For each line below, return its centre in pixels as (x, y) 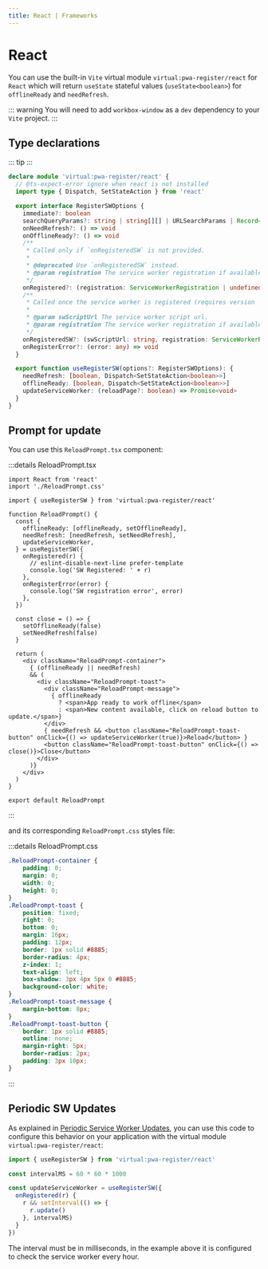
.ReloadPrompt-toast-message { (60, 1002)
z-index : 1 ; (42, 965)
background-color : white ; (66, 987)
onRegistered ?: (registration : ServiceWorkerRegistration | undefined (142, 288)
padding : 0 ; (42, 868)
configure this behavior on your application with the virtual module (118, 1136)
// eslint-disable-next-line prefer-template (106, 564)
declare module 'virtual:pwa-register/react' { (89, 177)
